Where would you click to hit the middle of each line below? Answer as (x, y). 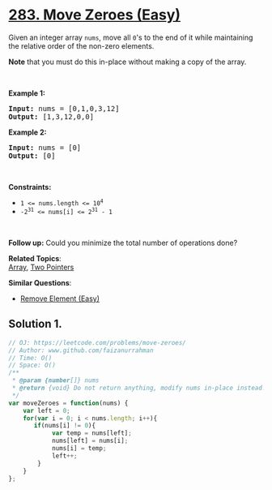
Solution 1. (35, 324)
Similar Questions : (40, 282)
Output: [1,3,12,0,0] (51, 116)
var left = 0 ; (47, 410)
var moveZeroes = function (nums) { (68, 403)
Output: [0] (32, 155)
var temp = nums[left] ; (91, 433)
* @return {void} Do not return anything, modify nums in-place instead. (139, 388)
